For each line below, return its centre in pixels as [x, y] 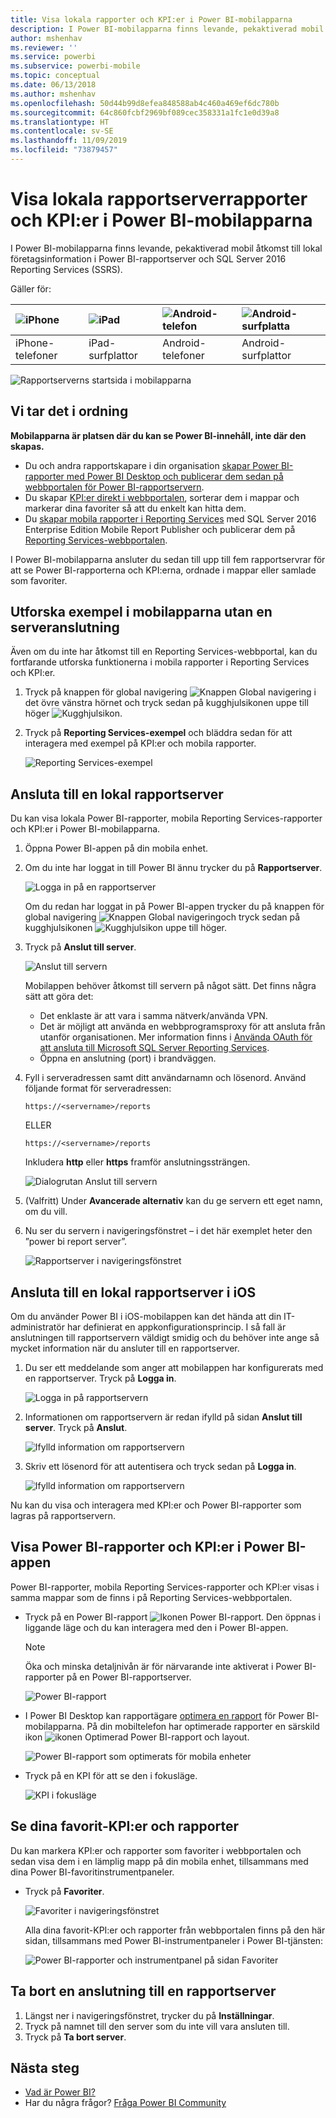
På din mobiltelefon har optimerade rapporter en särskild [203, 1726]
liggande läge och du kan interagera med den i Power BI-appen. [156, 1627]
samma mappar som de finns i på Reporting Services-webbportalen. [151, 1597]
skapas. [27, 446]
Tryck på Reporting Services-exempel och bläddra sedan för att [158, 733]
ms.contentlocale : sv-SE [62, 131]
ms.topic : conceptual [55, 76]
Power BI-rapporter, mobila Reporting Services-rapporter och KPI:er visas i [165, 1587]
